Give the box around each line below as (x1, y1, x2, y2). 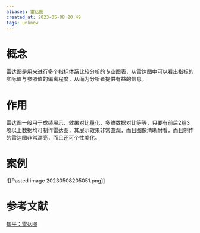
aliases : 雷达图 (6, 8, 44, 15)
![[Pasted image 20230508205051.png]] (6, 177, 105, 184)
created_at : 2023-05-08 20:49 (6, 14, 82, 20)
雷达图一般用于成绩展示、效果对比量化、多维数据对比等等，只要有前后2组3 (6, 119, 190, 127)
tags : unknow (6, 20, 39, 26)
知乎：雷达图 (6, 221, 37, 228)
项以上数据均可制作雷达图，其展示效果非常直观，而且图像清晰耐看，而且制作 (6, 127, 194, 134)
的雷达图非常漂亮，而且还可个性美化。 (6, 134, 100, 141)
